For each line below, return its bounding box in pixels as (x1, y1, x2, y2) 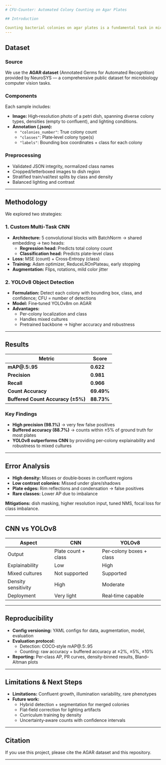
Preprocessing (5, 152, 41, 159)
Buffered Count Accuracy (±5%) (7, 396, 86, 403)
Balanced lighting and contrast (12, 179, 75, 185)
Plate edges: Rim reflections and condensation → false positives (12, 485, 144, 491)
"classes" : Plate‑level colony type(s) (19, 134, 94, 140)
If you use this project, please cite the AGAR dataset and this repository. (5, 750, 152, 756)
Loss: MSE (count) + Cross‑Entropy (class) (12, 255, 100, 261)
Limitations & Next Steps (5, 678, 83, 686)
